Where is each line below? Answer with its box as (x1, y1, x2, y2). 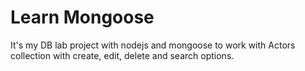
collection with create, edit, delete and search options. (10, 49, 235, 61)
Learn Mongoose (10, 6, 155, 29)
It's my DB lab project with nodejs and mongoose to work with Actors (10, 39, 296, 51)
